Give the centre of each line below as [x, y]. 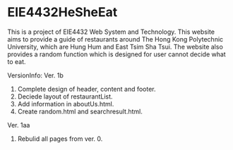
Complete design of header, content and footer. [87, 89]
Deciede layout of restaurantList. [65, 96]
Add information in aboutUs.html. [66, 104]
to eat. [17, 61]
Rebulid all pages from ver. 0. [60, 139]
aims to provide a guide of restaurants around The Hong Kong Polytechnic [115, 39]
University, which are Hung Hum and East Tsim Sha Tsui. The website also [115, 46]
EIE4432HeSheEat [62, 12]
